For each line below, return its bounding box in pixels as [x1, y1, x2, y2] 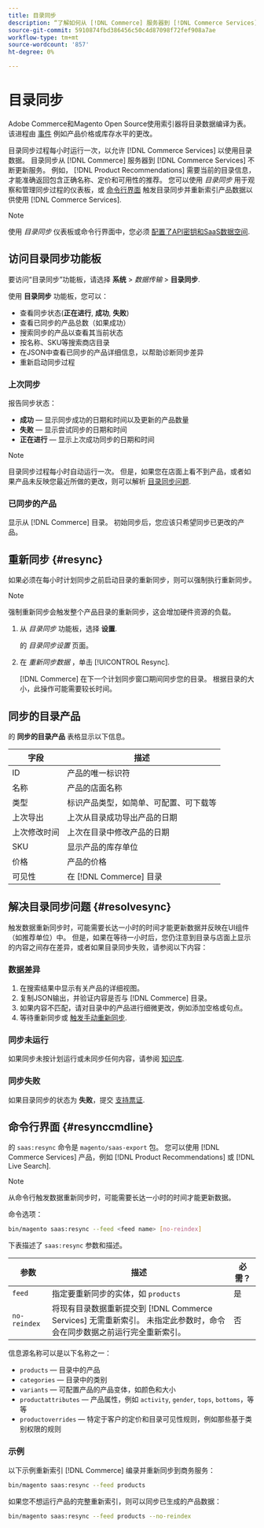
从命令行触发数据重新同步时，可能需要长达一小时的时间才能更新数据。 [8, 1193, 236, 1203]
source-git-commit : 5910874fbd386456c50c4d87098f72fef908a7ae [8, 26, 216, 34]
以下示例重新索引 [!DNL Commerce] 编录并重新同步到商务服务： [8, 1465, 216, 1474]
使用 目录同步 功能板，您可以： [8, 291, 108, 300]
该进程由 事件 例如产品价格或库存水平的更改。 [8, 128, 157, 138]
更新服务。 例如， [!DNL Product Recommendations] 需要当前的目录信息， [14, 165, 256, 174]
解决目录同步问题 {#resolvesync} [8, 900, 171, 914]
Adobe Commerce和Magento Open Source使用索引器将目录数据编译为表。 [8, 119, 251, 128]
